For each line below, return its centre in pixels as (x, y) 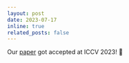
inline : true (26, 26)
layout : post (26, 13)
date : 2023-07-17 (32, 20)
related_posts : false (38, 33)
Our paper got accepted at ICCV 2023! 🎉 (65, 52)
